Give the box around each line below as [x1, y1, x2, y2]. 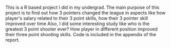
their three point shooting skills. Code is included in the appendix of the [5, 32, 157, 37]
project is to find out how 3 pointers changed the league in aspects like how [5, 10, 166, 16]
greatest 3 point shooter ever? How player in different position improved [5, 26, 158, 32]
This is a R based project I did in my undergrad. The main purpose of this [5, 5, 160, 10]
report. [5, 37, 20, 43]
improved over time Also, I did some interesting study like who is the [5, 20, 150, 27]
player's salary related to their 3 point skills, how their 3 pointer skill [5, 15, 148, 21]
